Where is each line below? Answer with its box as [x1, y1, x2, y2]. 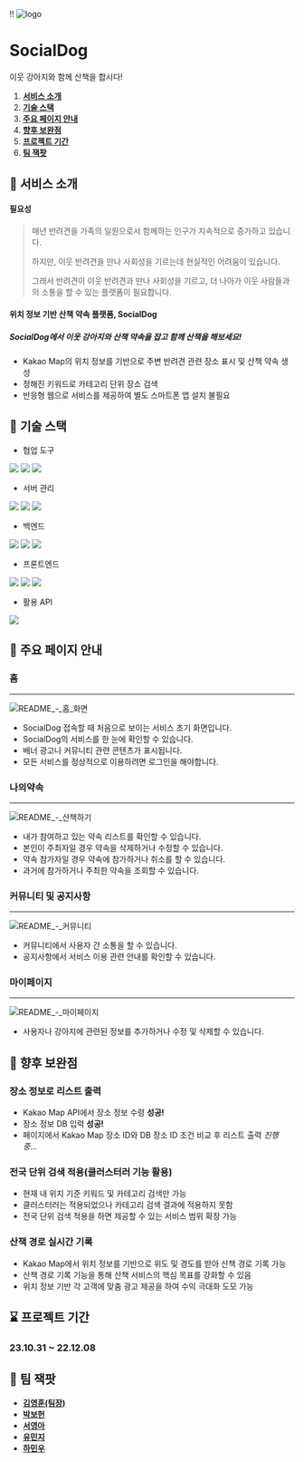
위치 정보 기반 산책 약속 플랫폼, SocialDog [9, 309, 157, 320]
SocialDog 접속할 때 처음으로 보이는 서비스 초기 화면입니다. [22, 721, 233, 733]
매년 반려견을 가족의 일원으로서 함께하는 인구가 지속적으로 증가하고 [31, 225, 267, 236]
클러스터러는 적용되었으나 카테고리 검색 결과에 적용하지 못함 [22, 1199, 233, 1210]
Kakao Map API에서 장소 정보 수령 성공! [22, 1107, 165, 1118]
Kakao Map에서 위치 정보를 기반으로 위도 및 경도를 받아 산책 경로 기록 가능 [22, 1258, 287, 1269]
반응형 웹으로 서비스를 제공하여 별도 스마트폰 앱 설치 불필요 [22, 390, 231, 401]
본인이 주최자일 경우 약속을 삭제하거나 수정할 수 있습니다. [22, 842, 223, 853]
